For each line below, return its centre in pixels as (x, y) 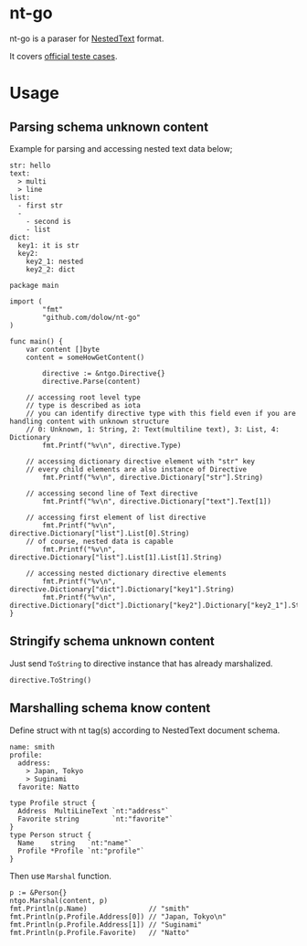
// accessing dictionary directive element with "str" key (141, 461)
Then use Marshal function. (60, 876)
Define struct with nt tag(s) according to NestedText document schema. (145, 730)
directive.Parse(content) (92, 381)
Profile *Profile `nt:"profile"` (81, 851)
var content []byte (63, 349)
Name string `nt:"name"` (75, 843)
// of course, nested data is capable (100, 541)
